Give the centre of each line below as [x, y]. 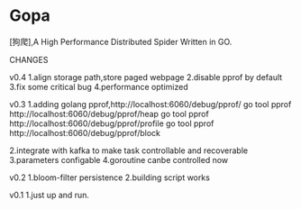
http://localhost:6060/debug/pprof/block [85, 132]
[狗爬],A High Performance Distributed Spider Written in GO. [121, 41]
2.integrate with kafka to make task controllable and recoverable [129, 150]
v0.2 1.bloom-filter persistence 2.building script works [109, 177]
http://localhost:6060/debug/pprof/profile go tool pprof [112, 123]
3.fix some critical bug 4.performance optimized [99, 86]
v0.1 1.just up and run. [50, 195]
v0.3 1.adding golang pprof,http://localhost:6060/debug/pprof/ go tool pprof [150, 104]
